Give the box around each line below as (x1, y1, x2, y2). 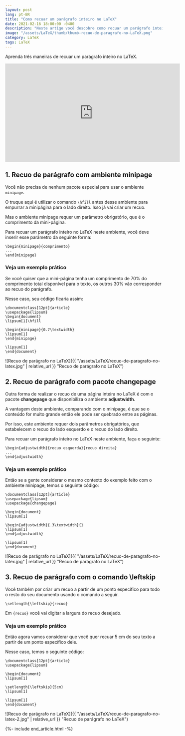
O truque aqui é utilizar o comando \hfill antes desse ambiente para (5, 199, 148, 205)
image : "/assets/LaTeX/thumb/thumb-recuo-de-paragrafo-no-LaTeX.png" (5, 30, 153, 35)
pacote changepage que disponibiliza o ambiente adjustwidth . (5, 396, 136, 402)
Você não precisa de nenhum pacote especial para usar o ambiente (5, 184, 144, 190)
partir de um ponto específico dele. (5, 639, 78, 645)
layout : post (5, 7, 32, 12)
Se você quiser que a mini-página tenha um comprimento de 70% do (5, 275, 147, 281)
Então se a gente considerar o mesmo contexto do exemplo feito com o (5, 477, 152, 483)
